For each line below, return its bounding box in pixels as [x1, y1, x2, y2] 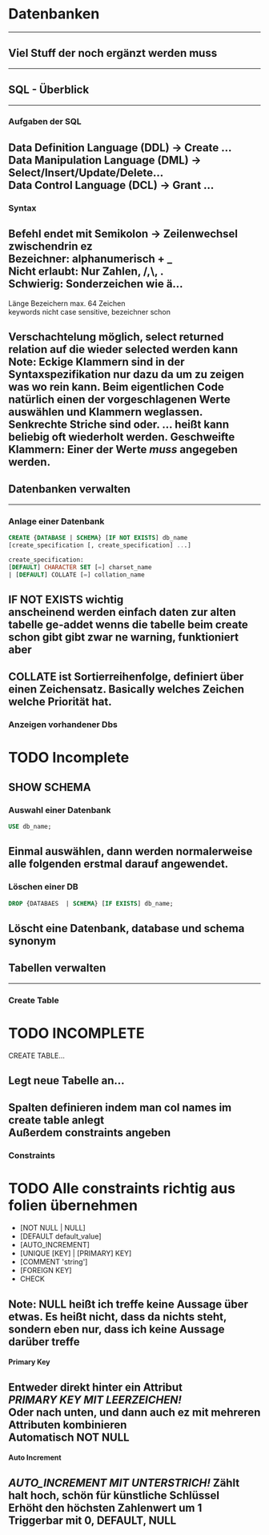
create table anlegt [8, 1114, 105, 1127]
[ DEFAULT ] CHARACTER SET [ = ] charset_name [8, 563, 152, 571]
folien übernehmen [8, 1196, 139, 1215]
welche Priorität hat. [8, 695, 112, 709]
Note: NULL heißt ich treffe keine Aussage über [8, 1297, 248, 1311]
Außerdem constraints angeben [8, 1126, 171, 1139]
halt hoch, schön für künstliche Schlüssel [8, 1489, 220, 1502]
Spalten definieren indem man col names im [8, 1101, 232, 1115]
